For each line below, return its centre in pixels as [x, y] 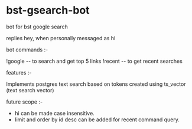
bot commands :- [27, 49]
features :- [19, 72]
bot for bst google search [37, 27]
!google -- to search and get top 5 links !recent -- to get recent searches [95, 61]
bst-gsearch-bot [48, 10]
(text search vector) [30, 90]
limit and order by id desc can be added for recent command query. [97, 120]
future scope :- [25, 102]
